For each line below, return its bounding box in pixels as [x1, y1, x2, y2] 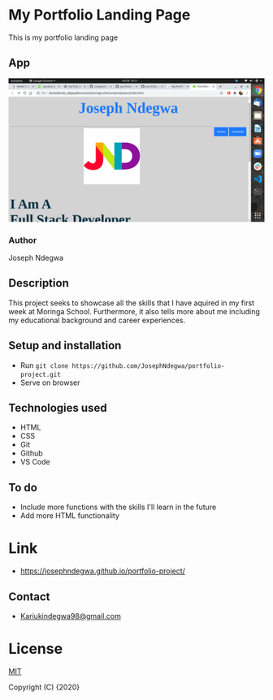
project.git [19, 370, 61, 378]
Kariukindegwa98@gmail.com [19, 611, 122, 621]
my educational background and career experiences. [8, 315, 185, 325]
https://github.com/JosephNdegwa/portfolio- [71, 361, 225, 370]
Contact [8, 590, 50, 603]
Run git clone [19, 360, 69, 370]
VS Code [19, 457, 50, 467]
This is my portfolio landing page [8, 32, 119, 42]
